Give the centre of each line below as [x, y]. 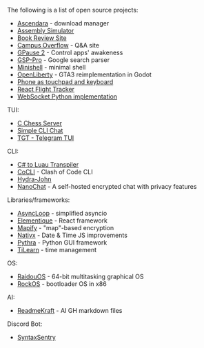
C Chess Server [40, 123]
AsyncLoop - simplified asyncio [62, 213]
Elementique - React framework [62, 221]
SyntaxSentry [37, 337]
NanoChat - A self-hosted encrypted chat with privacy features [107, 186]
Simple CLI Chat [40, 131]
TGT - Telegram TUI [45, 138]
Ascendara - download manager [63, 23]
